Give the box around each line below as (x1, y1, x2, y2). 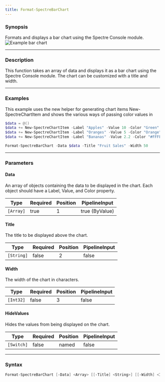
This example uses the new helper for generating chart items (5, 106, 129, 112)
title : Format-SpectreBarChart (5, 7, 69, 12)
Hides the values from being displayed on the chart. (5, 321, 110, 327)
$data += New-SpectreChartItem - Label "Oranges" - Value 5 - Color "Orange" (5, 130, 162, 135)
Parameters (5, 159, 33, 166)
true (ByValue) (81, 208, 114, 215)
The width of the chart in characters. (5, 277, 80, 282)
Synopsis (5, 23, 28, 30)
